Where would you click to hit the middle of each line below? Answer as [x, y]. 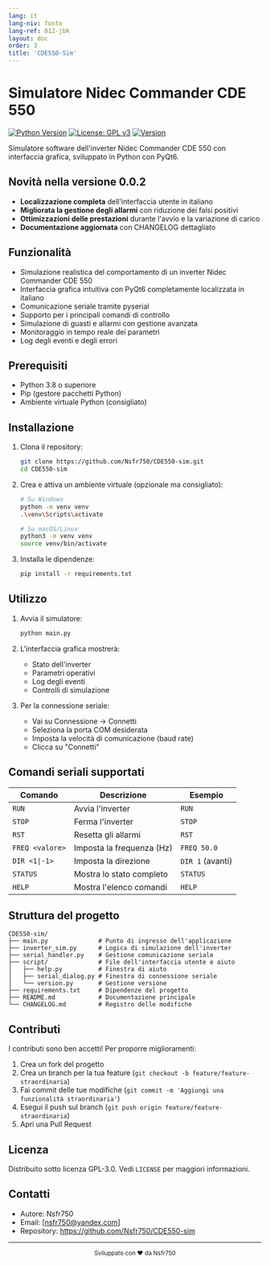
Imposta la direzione [112, 861]
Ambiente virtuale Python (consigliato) [83, 402]
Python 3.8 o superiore [58, 385]
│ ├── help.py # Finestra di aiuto [88, 969]
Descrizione [123, 794]
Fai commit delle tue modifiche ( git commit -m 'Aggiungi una [122, 1090]
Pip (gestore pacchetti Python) [71, 394]
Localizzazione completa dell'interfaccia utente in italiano [117, 201]
